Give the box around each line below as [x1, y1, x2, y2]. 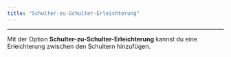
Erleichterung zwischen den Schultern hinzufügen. [7, 42, 151, 50]
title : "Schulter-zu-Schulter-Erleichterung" [7, 9, 140, 17]
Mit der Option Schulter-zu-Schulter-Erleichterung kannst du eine [7, 35, 198, 43]
